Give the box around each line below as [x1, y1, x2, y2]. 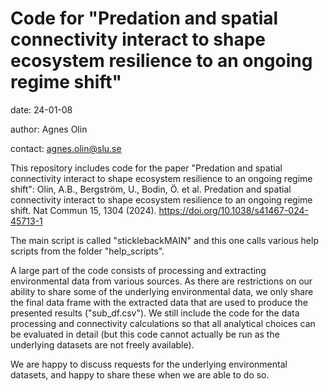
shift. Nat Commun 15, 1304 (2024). [10, 204, 157, 216]
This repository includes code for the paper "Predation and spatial [10, 162, 283, 174]
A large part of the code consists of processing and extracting [10, 264, 267, 276]
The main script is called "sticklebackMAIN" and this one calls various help [10, 234, 319, 246]
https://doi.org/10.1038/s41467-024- [158, 204, 309, 216]
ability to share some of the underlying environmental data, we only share [10, 285, 314, 297]
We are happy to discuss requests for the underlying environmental [10, 358, 288, 370]
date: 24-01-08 [10, 103, 73, 116]
